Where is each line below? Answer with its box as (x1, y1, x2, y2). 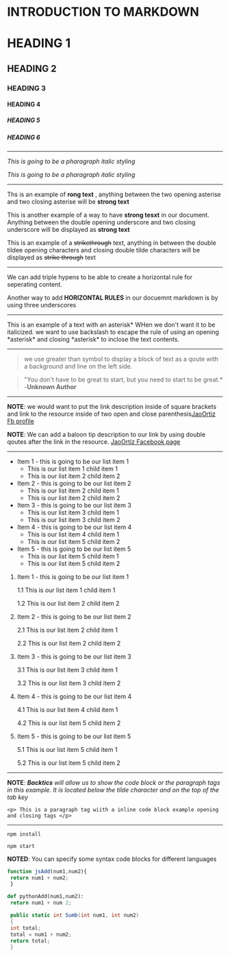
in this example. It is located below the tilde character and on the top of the (7, 785, 220, 794)
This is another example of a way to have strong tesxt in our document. (7, 211, 210, 219)
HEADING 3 (7, 83, 46, 93)
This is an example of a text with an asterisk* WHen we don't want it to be (7, 320, 216, 329)
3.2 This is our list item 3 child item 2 (16, 678, 121, 687)
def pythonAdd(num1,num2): (7, 893, 84, 900)
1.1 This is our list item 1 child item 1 (16, 586, 116, 594)
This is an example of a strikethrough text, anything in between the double (7, 238, 217, 247)
